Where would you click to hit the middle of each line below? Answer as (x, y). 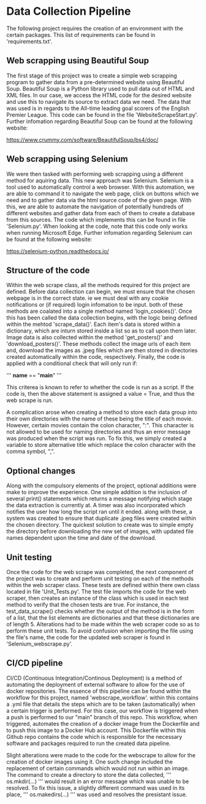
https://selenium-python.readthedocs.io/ (58, 251)
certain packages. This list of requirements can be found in (81, 34)
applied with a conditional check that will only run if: (72, 363)
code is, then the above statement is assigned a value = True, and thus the (101, 394)
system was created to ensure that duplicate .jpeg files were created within (101, 518)
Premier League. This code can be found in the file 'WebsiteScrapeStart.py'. (102, 114)
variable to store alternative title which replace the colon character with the (101, 445)
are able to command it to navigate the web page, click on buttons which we (103, 193)
